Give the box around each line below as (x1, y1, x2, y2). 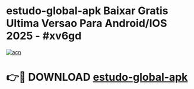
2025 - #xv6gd (6, 29, 82, 42)
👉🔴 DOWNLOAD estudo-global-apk (6, 71, 188, 84)
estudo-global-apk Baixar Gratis (6, 4, 168, 18)
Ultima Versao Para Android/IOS (6, 17, 167, 30)
